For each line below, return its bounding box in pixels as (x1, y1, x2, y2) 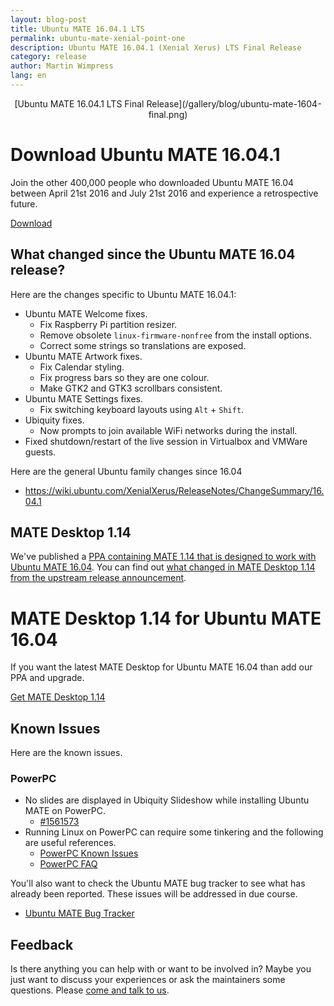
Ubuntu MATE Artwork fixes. (24, 350, 143, 362)
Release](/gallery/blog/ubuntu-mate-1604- (146, 97, 322, 110)
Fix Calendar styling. (39, 361, 125, 373)
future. (10, 197, 38, 210)
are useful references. (24, 837, 117, 849)
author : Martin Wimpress (10, 61, 114, 71)
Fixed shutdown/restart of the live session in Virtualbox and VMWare (24, 435, 308, 447)
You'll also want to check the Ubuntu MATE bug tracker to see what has (10, 877, 306, 890)
